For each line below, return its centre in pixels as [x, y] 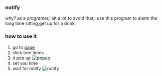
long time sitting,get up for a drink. [41, 23]
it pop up [22, 58]
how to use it [21, 36]
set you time [25, 63]
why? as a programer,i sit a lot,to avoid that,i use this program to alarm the [81, 18]
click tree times [28, 52]
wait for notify [27, 68]
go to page [23, 47]
